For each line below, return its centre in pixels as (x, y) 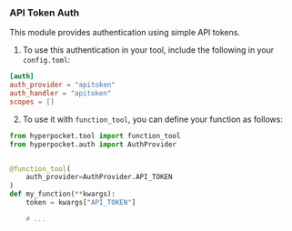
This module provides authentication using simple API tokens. (125, 33)
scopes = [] (32, 102)
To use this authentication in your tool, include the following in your (148, 50)
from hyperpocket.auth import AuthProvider (93, 144)
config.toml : (46, 60)
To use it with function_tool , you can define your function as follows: (153, 119)
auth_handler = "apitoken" (60, 94)
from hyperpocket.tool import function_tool (95, 136)
